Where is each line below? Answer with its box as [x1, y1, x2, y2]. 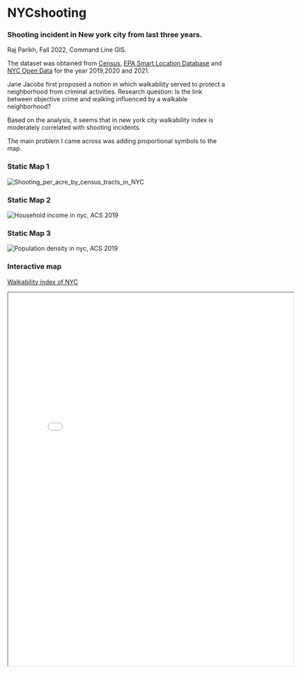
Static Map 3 [7, 228, 51, 238]
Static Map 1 [7, 162, 50, 172]
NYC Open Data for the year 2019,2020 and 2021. [7, 66, 150, 75]
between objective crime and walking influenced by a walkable [7, 95, 188, 103]
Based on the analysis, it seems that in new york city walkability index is [7, 116, 214, 124]
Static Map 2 [7, 195, 51, 205]
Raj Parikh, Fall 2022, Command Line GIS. [7, 45, 127, 54]
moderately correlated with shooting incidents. [7, 124, 141, 132]
